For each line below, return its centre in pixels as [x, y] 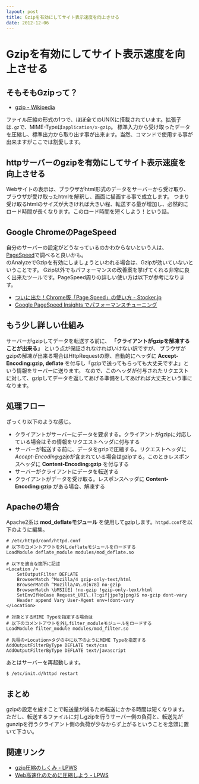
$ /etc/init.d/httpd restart [42, 674]
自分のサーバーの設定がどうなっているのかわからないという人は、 [87, 247]
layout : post [22, 12]
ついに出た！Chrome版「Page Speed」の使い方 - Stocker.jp [88, 297]
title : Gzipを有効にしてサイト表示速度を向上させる [63, 17]
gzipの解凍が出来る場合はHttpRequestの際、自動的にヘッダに [81, 355]
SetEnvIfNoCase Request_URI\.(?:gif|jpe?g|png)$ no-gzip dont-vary [102, 595]
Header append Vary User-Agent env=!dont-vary [75, 601]
